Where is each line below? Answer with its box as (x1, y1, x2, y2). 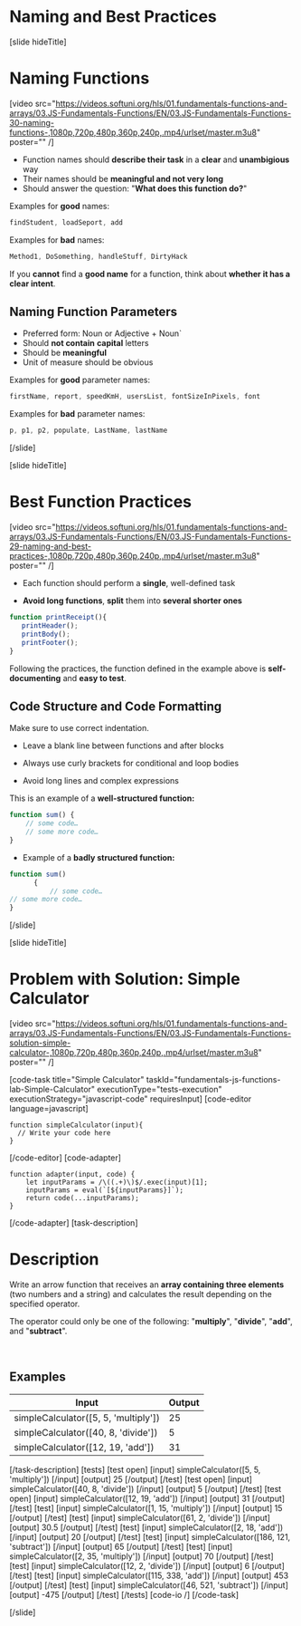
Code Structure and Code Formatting (9, 698, 222, 714)
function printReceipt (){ (9, 613, 107, 622)
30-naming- (9, 117, 55, 128)
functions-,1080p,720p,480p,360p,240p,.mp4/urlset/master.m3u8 (9, 127, 258, 138)
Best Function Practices (9, 492, 193, 513)
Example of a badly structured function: (22, 851, 175, 862)
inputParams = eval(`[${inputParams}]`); (25, 1186, 183, 1195)
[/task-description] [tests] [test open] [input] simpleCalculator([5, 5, (9, 1464, 261, 1475)
